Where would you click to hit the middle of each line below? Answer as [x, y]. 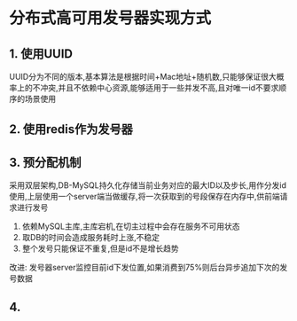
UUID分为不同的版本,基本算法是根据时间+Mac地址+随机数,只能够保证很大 [143, 77]
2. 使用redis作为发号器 [71, 129]
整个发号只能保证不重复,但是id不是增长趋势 [100, 248]
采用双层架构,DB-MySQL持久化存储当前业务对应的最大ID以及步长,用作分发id [148, 185]
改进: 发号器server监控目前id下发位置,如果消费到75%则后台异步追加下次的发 [148, 268]
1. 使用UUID [41, 54]
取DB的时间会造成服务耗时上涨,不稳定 [91, 238]
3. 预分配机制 [45, 162]
